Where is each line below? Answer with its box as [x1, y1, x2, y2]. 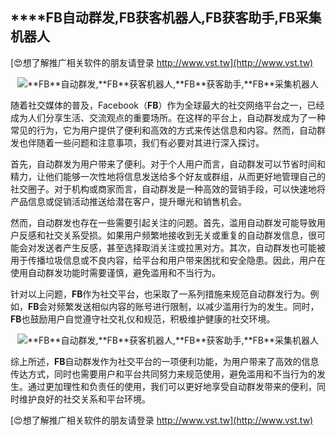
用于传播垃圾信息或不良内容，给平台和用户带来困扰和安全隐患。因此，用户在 [10, 254, 326, 266]
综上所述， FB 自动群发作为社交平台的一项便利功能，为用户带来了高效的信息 [10, 355, 320, 367]
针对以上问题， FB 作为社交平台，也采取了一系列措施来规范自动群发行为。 [10, 288, 311, 300]
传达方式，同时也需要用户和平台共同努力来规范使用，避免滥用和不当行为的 [10, 368, 317, 380]
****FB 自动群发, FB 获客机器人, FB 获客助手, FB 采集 [10, 9, 322, 27]
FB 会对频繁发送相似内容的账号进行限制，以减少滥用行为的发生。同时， [28, 300, 320, 312]
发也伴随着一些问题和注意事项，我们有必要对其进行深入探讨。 [10, 136, 265, 148]
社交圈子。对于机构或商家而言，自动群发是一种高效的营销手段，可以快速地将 [10, 183, 326, 195]
